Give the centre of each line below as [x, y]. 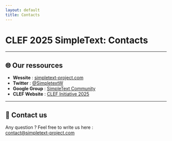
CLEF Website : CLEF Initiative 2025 [51, 94]
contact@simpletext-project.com [40, 133]
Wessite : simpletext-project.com [48, 78]
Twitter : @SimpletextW [38, 83]
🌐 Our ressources [34, 65]
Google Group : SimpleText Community [54, 89]
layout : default [23, 10]
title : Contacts [23, 15]
